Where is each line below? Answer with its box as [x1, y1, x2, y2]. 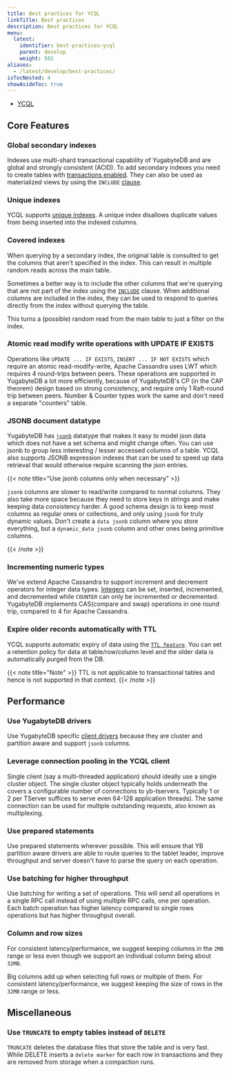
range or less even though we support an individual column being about [7, 952, 212, 960]
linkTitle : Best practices [7, 17, 85, 23]
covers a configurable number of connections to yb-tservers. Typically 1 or [7, 787, 220, 795]
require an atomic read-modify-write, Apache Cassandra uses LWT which [7, 362, 217, 370]
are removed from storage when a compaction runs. [7, 1058, 155, 1066]
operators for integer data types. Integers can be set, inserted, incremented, [7, 585, 224, 593]
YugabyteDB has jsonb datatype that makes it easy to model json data [7, 432, 206, 440]
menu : [7, 29, 23, 37]
